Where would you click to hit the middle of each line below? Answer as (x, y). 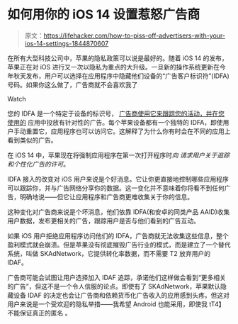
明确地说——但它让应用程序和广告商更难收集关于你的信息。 (106, 196)
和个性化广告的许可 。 (38, 164)
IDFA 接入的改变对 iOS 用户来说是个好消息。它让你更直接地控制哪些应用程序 (118, 179)
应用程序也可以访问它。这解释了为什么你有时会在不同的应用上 (141, 131)
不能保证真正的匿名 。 (39, 313)
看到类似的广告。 (32, 140)
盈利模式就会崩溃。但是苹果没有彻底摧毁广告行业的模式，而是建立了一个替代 (119, 245)
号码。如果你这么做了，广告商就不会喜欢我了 (73, 84)
